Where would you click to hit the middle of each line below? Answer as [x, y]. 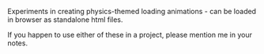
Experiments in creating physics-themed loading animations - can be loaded [132, 11]
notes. [18, 43]
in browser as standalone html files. [65, 20]
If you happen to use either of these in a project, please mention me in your [130, 35]
